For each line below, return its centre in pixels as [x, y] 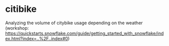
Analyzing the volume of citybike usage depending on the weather [74, 23]
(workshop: [17, 28]
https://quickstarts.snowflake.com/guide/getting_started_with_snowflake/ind [84, 33]
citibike [21, 9]
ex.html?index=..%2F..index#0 [37, 39]
